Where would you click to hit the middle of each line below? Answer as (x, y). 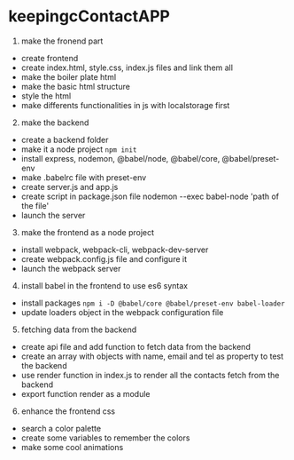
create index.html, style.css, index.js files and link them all (127, 67)
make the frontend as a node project (88, 232)
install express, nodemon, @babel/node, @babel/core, (120, 158)
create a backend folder (65, 139)
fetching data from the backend (79, 329)
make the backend (55, 123)
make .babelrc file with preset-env (84, 177)
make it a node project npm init (79, 149)
